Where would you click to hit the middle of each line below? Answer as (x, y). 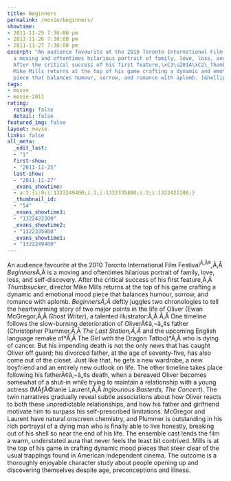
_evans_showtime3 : (40, 212)
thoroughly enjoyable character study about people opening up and (103, 462)
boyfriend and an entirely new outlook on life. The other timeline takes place (115, 367)
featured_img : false (37, 122)
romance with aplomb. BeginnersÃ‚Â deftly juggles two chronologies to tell (113, 301)
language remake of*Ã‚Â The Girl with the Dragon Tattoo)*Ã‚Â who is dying (113, 338)
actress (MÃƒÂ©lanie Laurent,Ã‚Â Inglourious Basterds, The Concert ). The (112, 389)
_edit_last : (31, 148)
